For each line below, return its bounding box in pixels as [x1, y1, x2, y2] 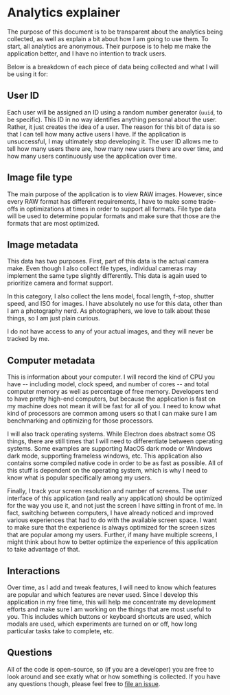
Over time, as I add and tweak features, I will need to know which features [7, 583, 216, 591]
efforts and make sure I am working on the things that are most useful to [7, 605, 211, 613]
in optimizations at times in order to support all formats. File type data [19, 204, 216, 213]
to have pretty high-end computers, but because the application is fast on [7, 394, 216, 403]
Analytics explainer [7, 5, 121, 21]
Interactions [7, 565, 60, 577]
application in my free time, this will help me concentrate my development [7, 598, 216, 606]
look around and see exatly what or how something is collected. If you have [7, 672, 221, 681]
